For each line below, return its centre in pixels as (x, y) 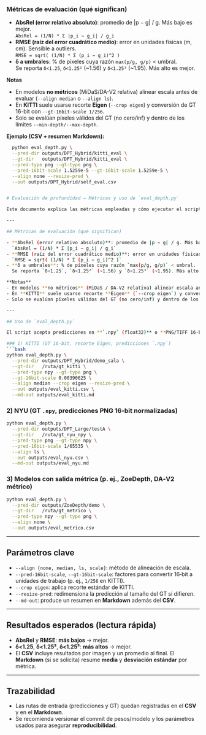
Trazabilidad (31, 691)
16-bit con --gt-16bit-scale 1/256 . (60, 112)
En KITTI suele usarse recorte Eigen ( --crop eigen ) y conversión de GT (105, 105)
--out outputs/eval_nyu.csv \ (50, 458)
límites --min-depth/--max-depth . (56, 125)
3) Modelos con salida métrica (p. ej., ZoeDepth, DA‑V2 (90, 479)
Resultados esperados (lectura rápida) (81, 625)
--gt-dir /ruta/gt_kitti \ (49, 366)
